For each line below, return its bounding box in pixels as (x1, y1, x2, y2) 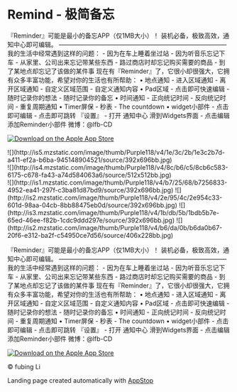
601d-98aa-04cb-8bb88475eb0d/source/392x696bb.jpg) (7, 200, 177, 209)
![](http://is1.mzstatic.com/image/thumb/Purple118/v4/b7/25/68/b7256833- (7, 178, 228, 187)
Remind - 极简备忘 (7, 6, 115, 23)
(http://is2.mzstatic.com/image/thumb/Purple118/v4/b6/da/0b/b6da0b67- (7, 223, 223, 232)
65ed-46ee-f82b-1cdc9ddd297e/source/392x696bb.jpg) (7, 216, 175, 224)
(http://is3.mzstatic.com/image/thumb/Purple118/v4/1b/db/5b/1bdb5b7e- (7, 208, 220, 217)
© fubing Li (7, 362, 41, 371)
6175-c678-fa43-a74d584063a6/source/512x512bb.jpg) (7, 170, 172, 179)
